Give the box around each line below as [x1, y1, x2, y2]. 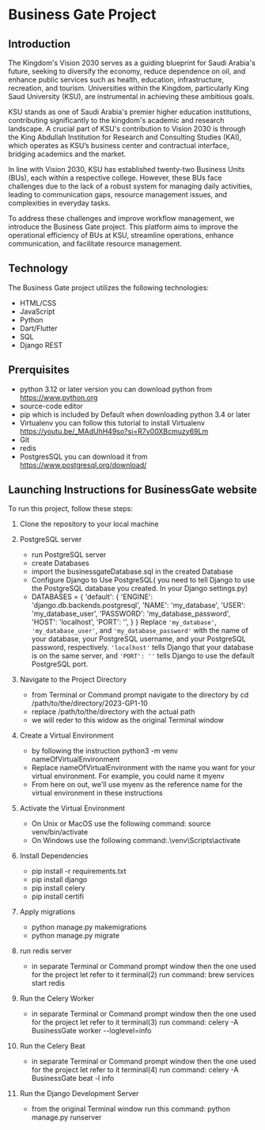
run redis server [19, 946, 73, 956]
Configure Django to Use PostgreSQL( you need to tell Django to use [31, 575, 256, 585]
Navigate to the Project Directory [19, 675, 127, 685]
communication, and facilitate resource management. [8, 239, 182, 248]
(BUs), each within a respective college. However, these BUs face [8, 173, 222, 182]
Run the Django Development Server [19, 1089, 139, 1098]
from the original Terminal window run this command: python [31, 1104, 231, 1114]
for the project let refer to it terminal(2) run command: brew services [31, 970, 255, 979]
